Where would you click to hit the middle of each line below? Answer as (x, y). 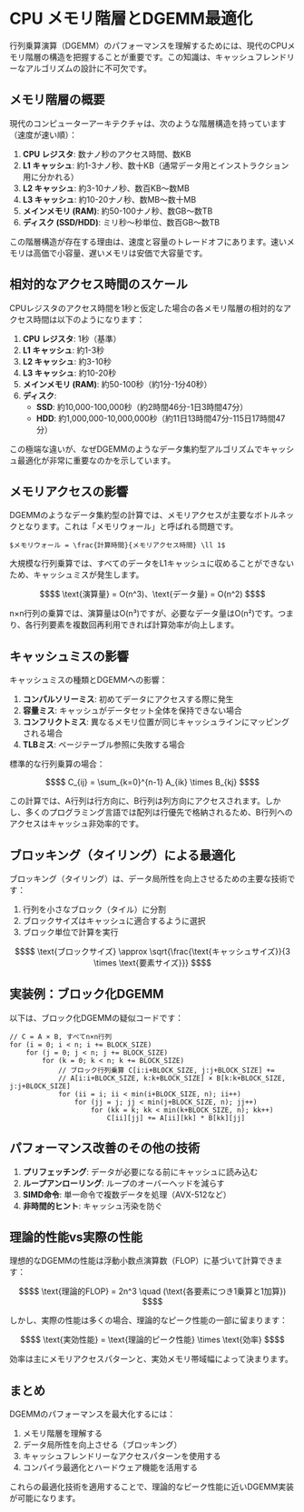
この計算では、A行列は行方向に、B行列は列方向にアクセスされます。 (137, 801)
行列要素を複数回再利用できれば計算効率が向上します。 (136, 625)
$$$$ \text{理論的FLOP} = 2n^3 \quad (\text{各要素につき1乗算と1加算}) (152, 1291)
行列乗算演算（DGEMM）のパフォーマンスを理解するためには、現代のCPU (148, 45)
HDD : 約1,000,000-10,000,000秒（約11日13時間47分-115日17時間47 (161, 418)
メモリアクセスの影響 (69, 491)
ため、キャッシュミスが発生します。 (77, 575)
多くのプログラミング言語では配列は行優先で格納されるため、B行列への (159, 812)
